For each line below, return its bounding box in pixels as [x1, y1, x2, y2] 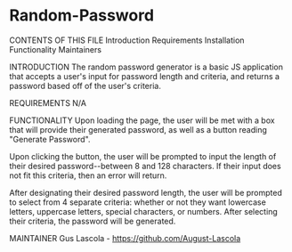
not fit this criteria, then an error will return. [9, 170, 167, 181]
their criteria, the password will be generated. [9, 215, 176, 226]
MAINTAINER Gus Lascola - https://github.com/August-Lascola [9, 232, 241, 243]
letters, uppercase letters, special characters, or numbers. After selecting [9, 206, 278, 216]
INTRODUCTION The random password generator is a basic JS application [9, 61, 283, 72]
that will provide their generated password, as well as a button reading [9, 124, 267, 134]
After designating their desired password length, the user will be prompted [9, 187, 283, 198]
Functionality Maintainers [9, 44, 102, 54]
